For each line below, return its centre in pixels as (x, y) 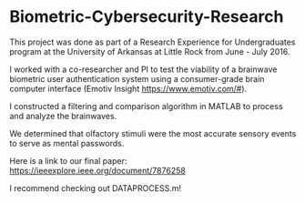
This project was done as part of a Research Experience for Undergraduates (152, 42)
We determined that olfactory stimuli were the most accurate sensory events (153, 133)
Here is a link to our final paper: (68, 160)
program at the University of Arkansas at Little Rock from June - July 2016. (150, 51)
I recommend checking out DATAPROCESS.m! (96, 188)
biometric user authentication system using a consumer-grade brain (137, 78)
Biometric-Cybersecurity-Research (147, 17)
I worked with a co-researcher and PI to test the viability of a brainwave (143, 69)
